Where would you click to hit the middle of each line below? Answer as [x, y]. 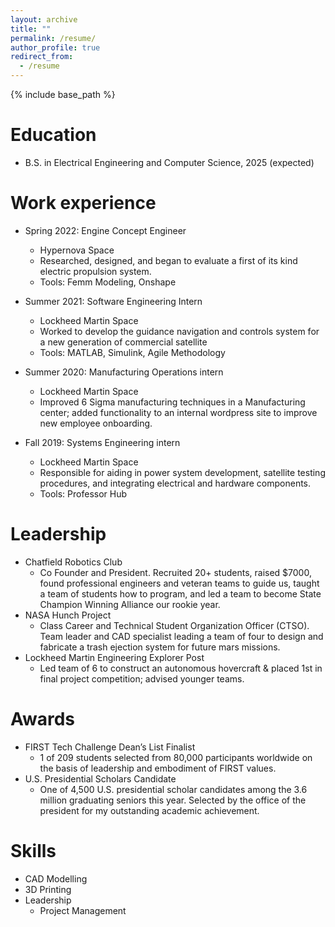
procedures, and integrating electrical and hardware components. [175, 483]
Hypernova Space [77, 250]
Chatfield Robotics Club [73, 562]
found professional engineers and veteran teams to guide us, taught [179, 583]
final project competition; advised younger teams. [142, 678]
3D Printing [48, 889]
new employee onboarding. [96, 423]
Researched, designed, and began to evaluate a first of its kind [168, 260]
